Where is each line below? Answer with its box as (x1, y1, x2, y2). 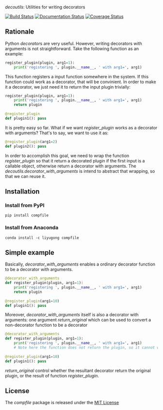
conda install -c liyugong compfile (5, 235, 79, 240)
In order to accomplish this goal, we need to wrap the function (5, 153, 130, 159)
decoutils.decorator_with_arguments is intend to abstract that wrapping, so (5, 168, 155, 174)
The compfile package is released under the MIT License (5, 400, 119, 406)
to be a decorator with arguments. (5, 267, 73, 272)
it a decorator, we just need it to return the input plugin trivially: (5, 84, 131, 89)
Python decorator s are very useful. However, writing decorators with (5, 40, 142, 46)
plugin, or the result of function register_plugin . (5, 373, 99, 378)
